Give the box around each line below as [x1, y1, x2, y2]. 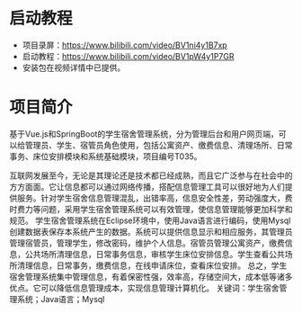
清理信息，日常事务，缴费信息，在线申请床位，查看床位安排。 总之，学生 [16, 260, 288, 271]
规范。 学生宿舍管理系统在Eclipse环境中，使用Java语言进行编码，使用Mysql [9, 215, 291, 226]
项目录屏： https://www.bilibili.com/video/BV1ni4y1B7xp [22, 40, 227, 50]
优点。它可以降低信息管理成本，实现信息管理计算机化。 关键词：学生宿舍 [9, 282, 280, 293]
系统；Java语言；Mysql [16, 293, 105, 304]
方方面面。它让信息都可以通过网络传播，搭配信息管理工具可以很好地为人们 [9, 181, 285, 192]
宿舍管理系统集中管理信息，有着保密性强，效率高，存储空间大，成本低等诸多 [9, 271, 293, 282]
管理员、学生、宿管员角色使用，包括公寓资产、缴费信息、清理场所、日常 [24, 139, 293, 150]
